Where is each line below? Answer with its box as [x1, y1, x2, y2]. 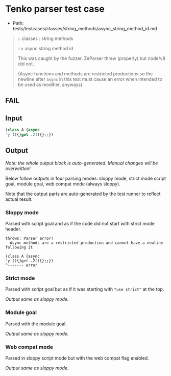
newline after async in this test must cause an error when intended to [17, 76, 162, 82]
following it [5, 245, 33, 250]
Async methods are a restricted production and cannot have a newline [10, 240, 163, 245]
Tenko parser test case [5, 3, 105, 15]
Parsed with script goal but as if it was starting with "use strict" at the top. [5, 286, 164, 293]
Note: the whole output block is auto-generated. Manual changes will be [5, 160, 158, 166]
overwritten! [5, 165, 31, 172]
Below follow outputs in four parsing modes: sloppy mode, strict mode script [5, 175, 166, 181]
